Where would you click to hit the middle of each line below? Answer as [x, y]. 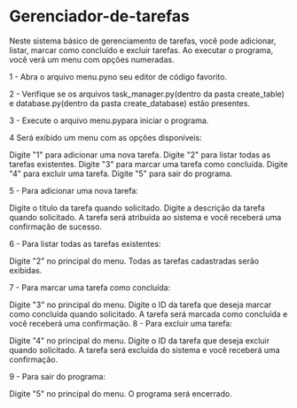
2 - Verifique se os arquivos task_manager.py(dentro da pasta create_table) [147, 94]
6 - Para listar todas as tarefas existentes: [85, 243]
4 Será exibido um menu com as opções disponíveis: [106, 137]
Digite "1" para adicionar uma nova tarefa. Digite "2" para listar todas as [140, 154]
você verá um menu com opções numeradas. [92, 59]
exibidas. [26, 270]
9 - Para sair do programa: [58, 376]
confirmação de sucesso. [55, 227]
